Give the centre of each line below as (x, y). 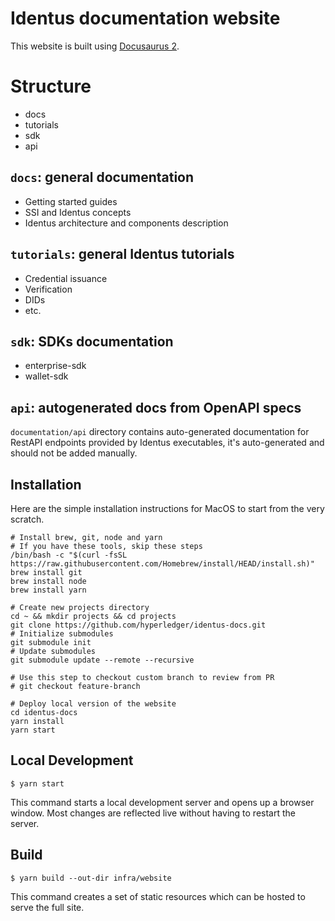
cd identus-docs (44, 712)
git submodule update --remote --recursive (102, 660)
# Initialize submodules (62, 633)
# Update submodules (53, 651)
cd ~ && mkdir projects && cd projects (93, 616)
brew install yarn (48, 590)
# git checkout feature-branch (75, 686)
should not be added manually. (74, 453)
